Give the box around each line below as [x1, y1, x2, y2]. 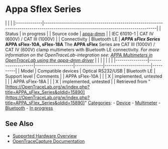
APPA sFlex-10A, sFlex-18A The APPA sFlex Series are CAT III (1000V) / [5, 41, 155, 47]
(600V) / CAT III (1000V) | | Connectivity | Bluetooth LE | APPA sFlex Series [5, 36, 160, 42]
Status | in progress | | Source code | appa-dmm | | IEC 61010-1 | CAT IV [5, 30, 154, 36]
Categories [87, 99, 111, 105]
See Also [5, 119, 34, 128]
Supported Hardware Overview [12, 132, 77, 138]
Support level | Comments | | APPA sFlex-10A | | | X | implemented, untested [5, 73, 162, 79]
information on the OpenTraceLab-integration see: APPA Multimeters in [5, 51, 153, 58]
